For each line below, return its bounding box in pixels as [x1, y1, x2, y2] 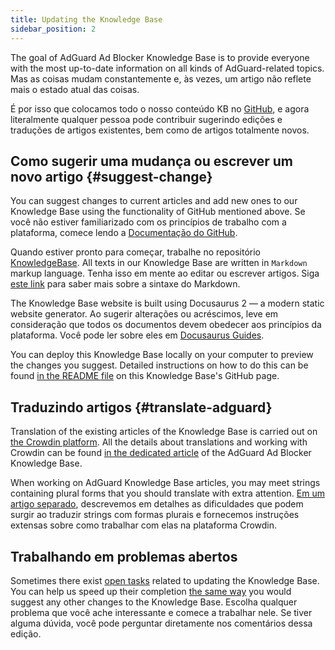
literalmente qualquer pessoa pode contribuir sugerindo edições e [10, 113, 283, 125]
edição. [10, 627, 42, 640]
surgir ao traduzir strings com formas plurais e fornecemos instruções [10, 509, 300, 521]
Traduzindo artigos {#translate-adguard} [10, 399, 273, 416]
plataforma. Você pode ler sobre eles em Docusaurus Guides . [10, 329, 265, 341]
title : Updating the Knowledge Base [10, 14, 163, 25]
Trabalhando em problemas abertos [10, 548, 238, 565]
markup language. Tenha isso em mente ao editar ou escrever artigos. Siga [10, 267, 320, 280]
